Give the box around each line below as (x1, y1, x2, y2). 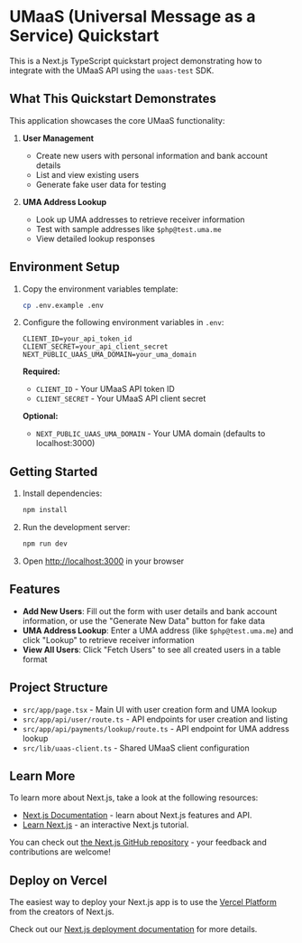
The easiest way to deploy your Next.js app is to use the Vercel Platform (9, 897, 278, 908)
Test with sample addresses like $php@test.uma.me (35, 223, 223, 234)
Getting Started (9, 463, 98, 480)
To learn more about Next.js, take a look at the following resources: (9, 792, 259, 803)
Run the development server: (22, 522, 131, 533)
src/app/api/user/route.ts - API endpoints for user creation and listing (22, 714, 288, 724)
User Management (22, 133, 95, 144)
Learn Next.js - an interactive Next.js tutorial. (22, 819, 189, 830)
